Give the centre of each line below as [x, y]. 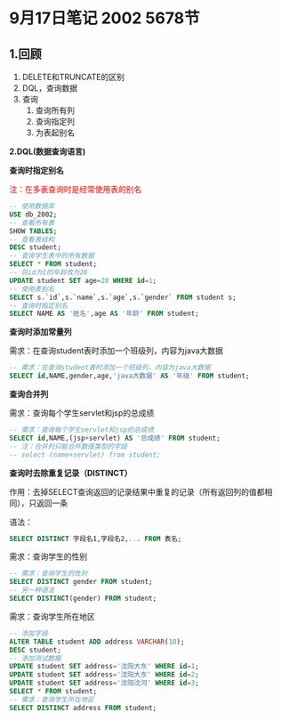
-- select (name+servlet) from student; [85, 455]
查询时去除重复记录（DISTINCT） [71, 473]
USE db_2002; [33, 215]
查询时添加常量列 [40, 332]
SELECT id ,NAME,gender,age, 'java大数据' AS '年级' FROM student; [129, 376]
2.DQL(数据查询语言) [48, 151]
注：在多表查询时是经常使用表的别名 [76, 189]
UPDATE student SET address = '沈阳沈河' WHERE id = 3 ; [104, 683]
